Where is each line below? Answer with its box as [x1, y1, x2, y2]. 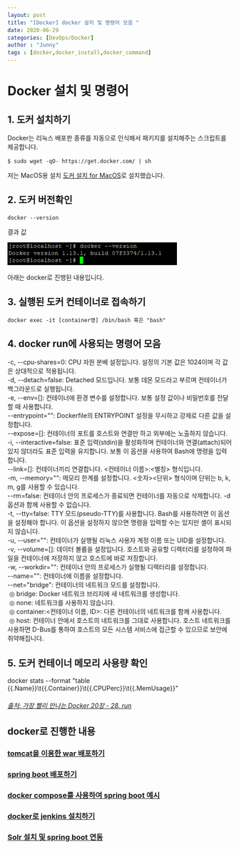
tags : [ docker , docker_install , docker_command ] [7, 49, 152, 56]
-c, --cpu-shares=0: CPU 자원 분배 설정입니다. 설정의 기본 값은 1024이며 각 [7, 358, 221, 366]
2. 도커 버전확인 [7, 194, 73, 206]
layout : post [7, 11, 46, 19]
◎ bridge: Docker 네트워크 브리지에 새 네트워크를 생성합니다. [9, 590, 180, 598]
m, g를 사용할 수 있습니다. [7, 483, 80, 491]
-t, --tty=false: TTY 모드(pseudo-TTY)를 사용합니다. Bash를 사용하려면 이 [7, 510, 216, 518]
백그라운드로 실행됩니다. [7, 385, 75, 393]
